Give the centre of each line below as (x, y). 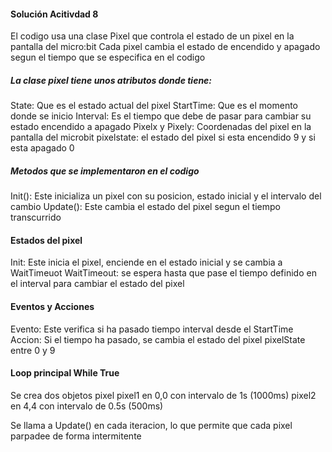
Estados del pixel (46, 240)
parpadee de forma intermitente (76, 436)
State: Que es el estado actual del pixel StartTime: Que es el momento (154, 106)
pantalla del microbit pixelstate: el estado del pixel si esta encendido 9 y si (163, 137)
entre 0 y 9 (33, 350)
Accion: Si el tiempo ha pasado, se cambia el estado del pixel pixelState (158, 339)
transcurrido (36, 217)
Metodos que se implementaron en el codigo (105, 171)
